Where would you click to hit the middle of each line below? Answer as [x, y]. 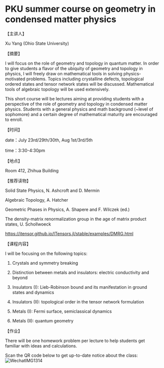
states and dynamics [33, 292]
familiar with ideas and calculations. [41, 345]
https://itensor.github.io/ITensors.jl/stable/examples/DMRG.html [69, 233]
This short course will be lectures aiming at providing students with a [75, 98]
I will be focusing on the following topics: [46, 253]
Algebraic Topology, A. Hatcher [37, 200]
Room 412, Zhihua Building [32, 170]
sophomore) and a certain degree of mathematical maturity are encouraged [81, 114]
